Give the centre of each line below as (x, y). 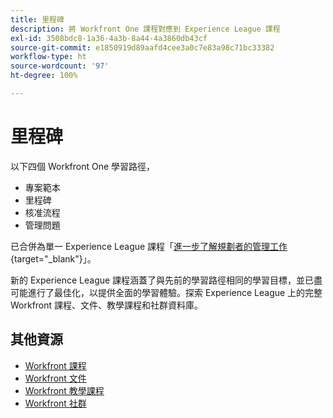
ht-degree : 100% (44, 76)
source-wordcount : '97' (60, 66)
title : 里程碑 (37, 19)
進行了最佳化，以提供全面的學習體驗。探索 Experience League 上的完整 (175, 292)
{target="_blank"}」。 (53, 258)
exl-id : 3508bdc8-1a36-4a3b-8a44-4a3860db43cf (109, 38)
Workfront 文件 (55, 378)
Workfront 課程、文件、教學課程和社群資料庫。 (107, 305)
